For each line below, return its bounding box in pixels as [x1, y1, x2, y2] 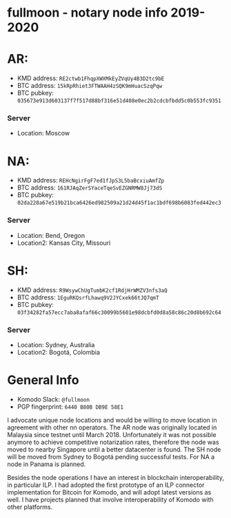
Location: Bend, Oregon [17, 231, 86, 239]
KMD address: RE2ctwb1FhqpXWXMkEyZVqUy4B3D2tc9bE [17, 74, 165, 82]
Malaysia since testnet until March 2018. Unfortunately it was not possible [7, 430, 217, 438]
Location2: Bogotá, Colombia [17, 348, 100, 356]
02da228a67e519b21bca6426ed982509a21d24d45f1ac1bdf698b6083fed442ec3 [17, 199, 222, 207]
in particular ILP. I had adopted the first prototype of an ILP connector [7, 481, 205, 489]
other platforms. [7, 503, 53, 511]
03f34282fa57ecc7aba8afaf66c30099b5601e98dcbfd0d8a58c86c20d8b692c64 [17, 309, 222, 316]
